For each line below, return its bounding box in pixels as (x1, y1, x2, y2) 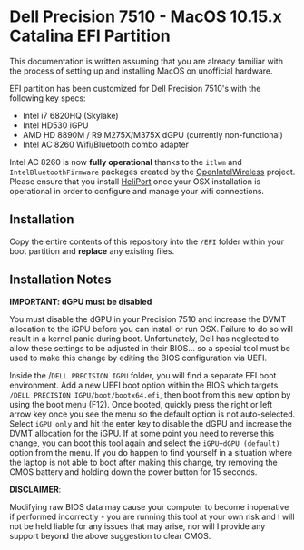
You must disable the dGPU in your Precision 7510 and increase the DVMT (9, 313, 287, 324)
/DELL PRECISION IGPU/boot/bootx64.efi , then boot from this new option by (9, 388, 291, 400)
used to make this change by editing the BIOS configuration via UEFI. (9, 352, 268, 363)
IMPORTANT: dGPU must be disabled (9, 296, 152, 307)
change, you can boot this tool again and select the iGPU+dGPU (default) (9, 437, 280, 448)
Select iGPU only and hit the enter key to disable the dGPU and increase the (9, 417, 293, 428)
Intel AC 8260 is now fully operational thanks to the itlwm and (9, 156, 242, 167)
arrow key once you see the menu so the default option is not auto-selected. (9, 408, 296, 419)
